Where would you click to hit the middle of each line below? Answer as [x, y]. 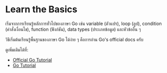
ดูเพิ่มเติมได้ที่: [17, 50]
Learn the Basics [41, 9]
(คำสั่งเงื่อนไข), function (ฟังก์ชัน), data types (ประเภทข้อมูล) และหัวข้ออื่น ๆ [73, 29]
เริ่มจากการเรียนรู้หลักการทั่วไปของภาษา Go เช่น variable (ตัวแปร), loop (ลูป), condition [83, 23]
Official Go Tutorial [32, 60]
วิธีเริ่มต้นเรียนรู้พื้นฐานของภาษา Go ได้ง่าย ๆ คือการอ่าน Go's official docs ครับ [74, 39]
